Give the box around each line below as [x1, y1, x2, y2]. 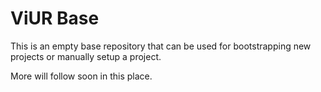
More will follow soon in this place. [10, 70, 153, 82]
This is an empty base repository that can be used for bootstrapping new [10, 40, 312, 52]
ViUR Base [10, 7, 100, 30]
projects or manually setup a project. [10, 50, 162, 62]
